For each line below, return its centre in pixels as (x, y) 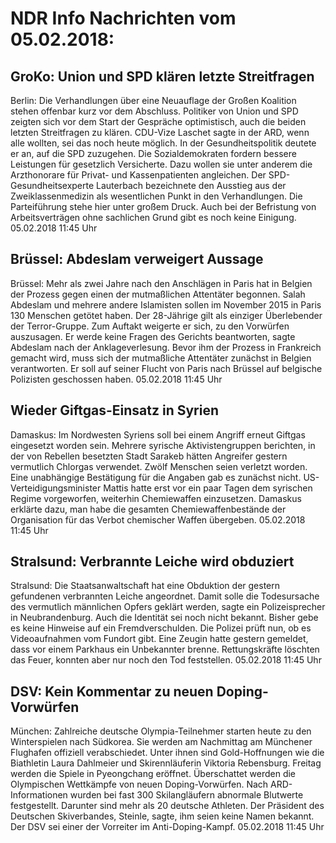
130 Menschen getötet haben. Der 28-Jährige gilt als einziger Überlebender (166, 315)
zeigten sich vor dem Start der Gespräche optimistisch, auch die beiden (158, 121)
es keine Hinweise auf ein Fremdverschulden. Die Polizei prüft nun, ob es (161, 628)
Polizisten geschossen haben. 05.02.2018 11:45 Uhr (116, 379)
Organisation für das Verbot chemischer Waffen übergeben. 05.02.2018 (158, 519)
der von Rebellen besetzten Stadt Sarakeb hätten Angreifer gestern (149, 456)
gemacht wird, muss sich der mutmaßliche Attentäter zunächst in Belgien (161, 358)
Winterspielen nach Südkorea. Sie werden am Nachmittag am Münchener (161, 742)
